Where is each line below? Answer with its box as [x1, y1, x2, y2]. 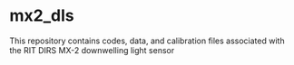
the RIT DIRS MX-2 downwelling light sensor [9, 44, 175, 55]
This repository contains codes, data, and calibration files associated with [9, 35, 285, 46]
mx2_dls [9, 5, 74, 26]
